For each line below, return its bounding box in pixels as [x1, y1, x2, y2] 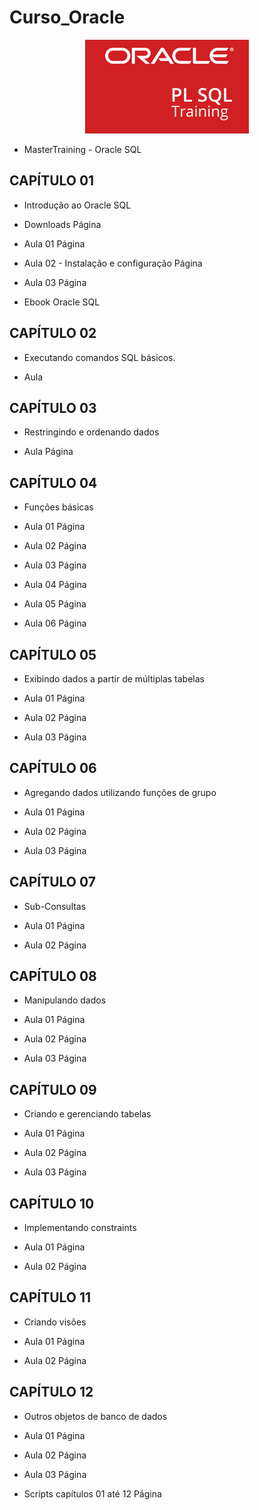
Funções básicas [23, 501, 94, 513]
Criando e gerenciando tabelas [23, 1108, 152, 1120]
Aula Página [23, 446, 74, 458]
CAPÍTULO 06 [9, 760, 97, 777]
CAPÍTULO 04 [9, 474, 98, 491]
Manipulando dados [23, 994, 107, 1006]
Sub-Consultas [23, 900, 87, 912]
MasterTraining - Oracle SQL [23, 143, 142, 155]
